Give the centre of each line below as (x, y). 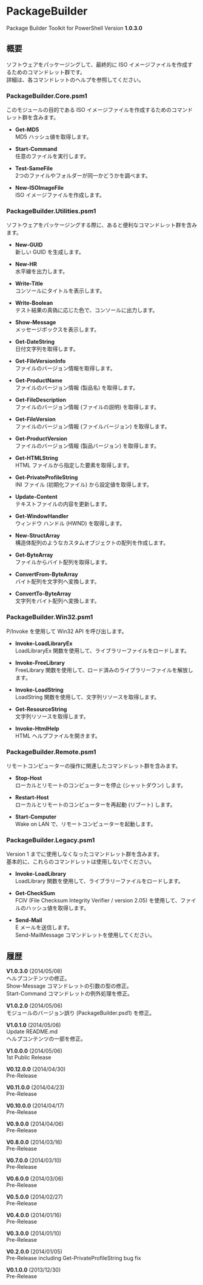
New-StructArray (38, 536)
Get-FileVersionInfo (40, 361)
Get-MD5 (27, 130)
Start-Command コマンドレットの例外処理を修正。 (70, 994)
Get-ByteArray (34, 555)
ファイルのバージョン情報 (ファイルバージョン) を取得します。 (92, 426)
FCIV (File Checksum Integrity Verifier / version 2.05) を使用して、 (98, 901)
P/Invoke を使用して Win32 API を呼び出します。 (67, 631)
